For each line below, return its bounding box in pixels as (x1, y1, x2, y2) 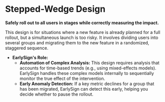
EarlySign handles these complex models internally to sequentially (19, 70, 154, 76)
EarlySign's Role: (12, 54, 48, 60)
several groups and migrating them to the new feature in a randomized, (5, 39, 149, 45)
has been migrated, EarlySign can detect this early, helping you (19, 86, 148, 92)
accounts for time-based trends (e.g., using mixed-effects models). (19, 65, 157, 71)
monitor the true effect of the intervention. (19, 75, 105, 81)
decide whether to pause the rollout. (19, 91, 94, 97)
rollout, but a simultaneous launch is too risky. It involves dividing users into (5, 34, 159, 40)
